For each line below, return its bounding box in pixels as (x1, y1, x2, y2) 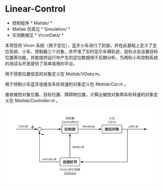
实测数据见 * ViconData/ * (12, 32, 64, 38)
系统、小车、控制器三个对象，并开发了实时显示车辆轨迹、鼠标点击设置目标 (9, 48, 158, 54)
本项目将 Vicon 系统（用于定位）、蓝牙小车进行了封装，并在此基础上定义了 (5, 42, 153, 48)
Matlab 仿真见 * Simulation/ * (12, 26, 70, 32)
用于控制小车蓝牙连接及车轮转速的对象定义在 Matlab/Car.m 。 (5, 81, 129, 87)
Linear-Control (5, 3, 65, 15)
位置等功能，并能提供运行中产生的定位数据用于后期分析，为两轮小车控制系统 (5, 54, 158, 60)
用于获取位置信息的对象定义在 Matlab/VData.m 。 (5, 71, 103, 77)
